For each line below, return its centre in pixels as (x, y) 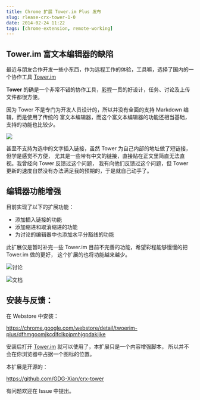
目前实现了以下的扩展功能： (40, 207)
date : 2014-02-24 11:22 (36, 23)
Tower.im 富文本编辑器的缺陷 (60, 54)
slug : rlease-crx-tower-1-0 (41, 17)
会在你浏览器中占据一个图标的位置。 (51, 354)
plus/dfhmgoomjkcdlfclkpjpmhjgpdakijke (56, 334)
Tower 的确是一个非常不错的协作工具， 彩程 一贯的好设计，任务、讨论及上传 (98, 89)
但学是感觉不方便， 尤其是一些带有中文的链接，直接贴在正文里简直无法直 (96, 156)
